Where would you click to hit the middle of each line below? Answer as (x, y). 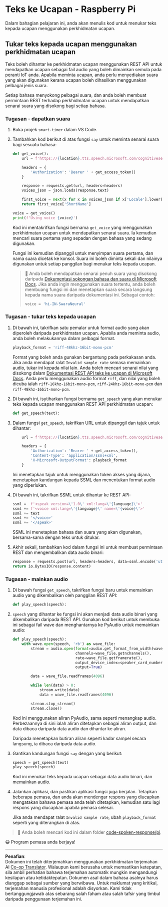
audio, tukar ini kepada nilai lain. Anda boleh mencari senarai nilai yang (85, 368)
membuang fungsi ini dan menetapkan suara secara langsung (88, 289)
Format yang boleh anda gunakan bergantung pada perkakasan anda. (84, 357)
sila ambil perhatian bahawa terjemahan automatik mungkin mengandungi (81, 872)
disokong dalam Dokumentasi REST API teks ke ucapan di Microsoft (82, 373)
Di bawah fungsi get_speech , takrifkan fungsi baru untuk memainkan (83, 590)
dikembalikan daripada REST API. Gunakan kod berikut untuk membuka (86, 620)
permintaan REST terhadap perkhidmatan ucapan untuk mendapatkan (77, 100)
